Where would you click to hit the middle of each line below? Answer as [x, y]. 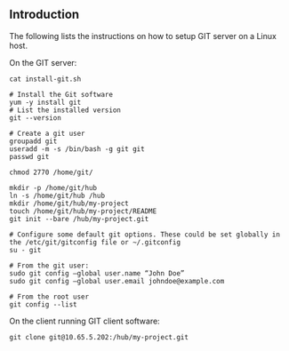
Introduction [44, 15]
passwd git [29, 156]
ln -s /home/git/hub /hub [57, 195]
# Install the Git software [61, 94]
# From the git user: [49, 266]
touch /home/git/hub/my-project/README [83, 211]
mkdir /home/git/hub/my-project [69, 203]
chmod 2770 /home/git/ [51, 172]
